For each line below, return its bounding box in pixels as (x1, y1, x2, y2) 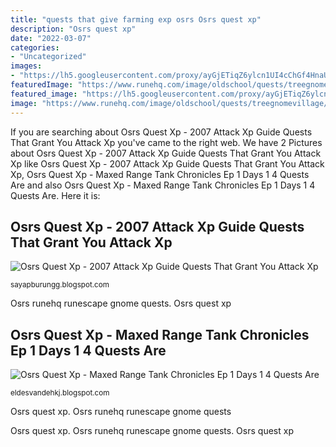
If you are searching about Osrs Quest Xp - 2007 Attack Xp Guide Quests (10, 126, 313, 138)
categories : (10, 42, 60, 53)
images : (10, 61, 43, 71)
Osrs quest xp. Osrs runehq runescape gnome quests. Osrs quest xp (10, 425, 294, 437)
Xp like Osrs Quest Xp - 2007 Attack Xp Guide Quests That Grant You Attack (10, 157, 325, 170)
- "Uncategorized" (10, 52, 87, 62)
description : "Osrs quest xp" (10, 24, 137, 34)
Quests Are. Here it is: (10, 189, 101, 201)
